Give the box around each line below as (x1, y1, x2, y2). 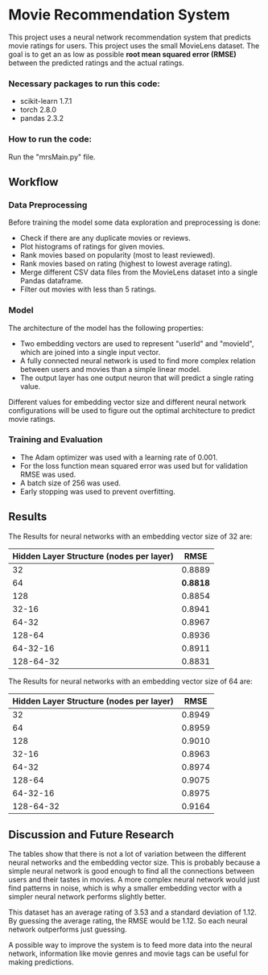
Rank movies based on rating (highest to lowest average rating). (19, 259, 233, 269)
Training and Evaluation (8, 434, 103, 445)
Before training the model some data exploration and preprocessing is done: (8, 217, 262, 227)
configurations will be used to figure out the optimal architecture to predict (8, 405, 255, 415)
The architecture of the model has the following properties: (8, 323, 204, 333)
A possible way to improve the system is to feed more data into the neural (8, 940, 253, 950)
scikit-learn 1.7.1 (19, 97, 72, 106)
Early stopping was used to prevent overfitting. (19, 486, 175, 496)
